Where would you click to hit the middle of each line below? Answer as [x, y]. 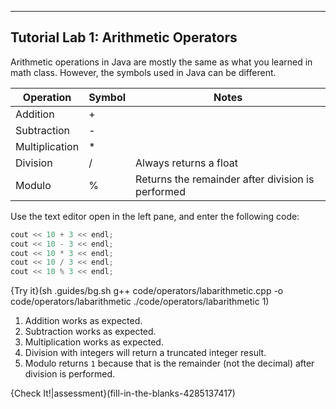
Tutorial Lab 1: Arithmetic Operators [124, 37]
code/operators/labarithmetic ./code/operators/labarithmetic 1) [140, 302]
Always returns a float [186, 163]
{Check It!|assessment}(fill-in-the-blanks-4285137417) [123, 393]
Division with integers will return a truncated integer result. [145, 353]
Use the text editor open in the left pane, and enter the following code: [155, 216]
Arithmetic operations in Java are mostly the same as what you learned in [161, 62]
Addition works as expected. [83, 321]
